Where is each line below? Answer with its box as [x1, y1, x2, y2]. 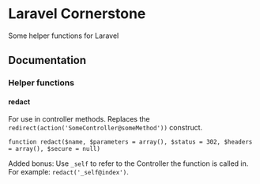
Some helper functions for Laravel [8, 31, 119, 40]
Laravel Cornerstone [8, 5, 146, 23]
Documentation [8, 54, 87, 67]
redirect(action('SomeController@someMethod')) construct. [8, 123, 203, 133]
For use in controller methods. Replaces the [8, 115, 150, 124]
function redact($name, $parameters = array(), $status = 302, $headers [8, 138, 253, 146]
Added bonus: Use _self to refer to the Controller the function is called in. [8, 159, 249, 168]
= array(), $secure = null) [8, 145, 101, 153]
